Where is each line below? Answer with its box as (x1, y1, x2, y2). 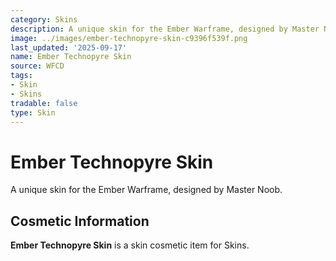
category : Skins (10, 14, 78, 25)
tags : (10, 71, 33, 81)
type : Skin (10, 107, 56, 118)
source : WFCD (10, 61, 65, 71)
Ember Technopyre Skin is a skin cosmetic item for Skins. (10, 239, 250, 251)
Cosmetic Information (10, 212, 150, 230)
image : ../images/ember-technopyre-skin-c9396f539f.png (10, 33, 248, 43)
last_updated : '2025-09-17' (10, 42, 128, 53)
